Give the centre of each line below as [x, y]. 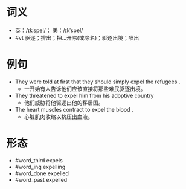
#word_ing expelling [40, 167]
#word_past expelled [41, 179]
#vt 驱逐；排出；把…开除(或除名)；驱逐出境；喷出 [77, 37]
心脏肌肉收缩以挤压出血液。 [59, 117]
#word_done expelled [42, 173]
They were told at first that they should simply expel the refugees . [98, 82]
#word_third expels [39, 160]
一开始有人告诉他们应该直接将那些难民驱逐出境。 [85, 89]
